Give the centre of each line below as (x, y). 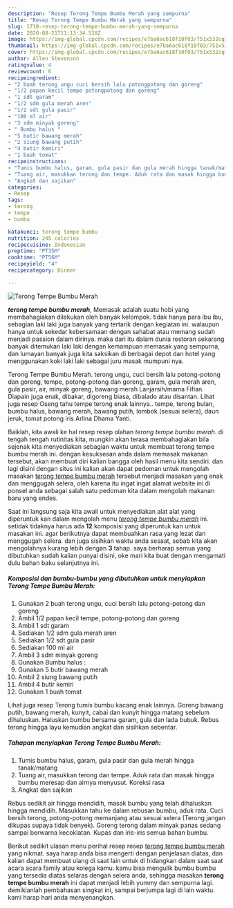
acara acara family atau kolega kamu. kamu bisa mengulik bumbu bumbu (112, 868)
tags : (16, 200)
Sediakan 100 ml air (46, 647)
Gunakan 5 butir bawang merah (63, 669)
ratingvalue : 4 (30, 65)
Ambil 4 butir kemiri (46, 684)
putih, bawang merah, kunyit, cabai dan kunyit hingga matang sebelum (109, 712)
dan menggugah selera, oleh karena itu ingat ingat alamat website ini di (109, 483)
